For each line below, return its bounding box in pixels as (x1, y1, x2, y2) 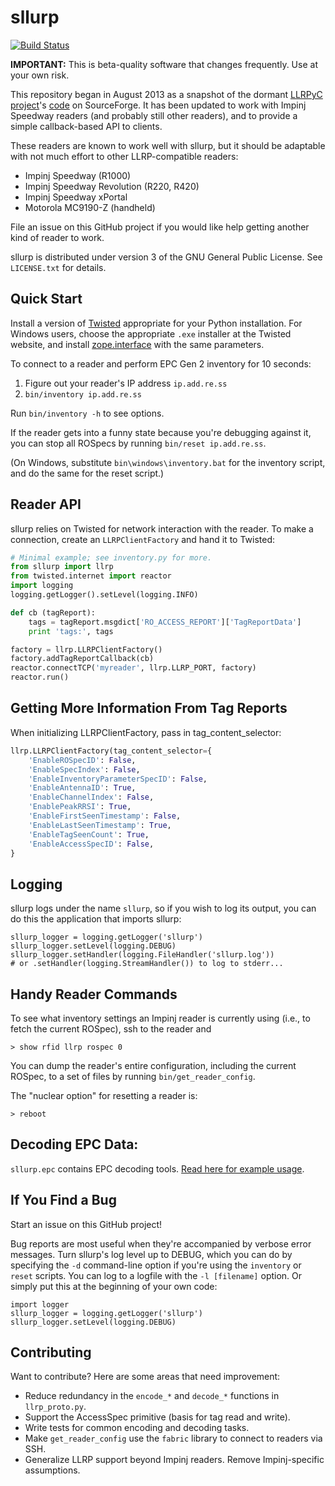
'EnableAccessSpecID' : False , (28, 839, 155, 849)
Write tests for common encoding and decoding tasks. (24, 1422, 250, 1434)
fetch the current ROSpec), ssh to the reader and (10, 1023, 212, 1035)
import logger (10, 1299, 70, 1310)
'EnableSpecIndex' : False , (28, 764, 141, 775)
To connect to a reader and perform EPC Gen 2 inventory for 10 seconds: (10, 357, 312, 370)
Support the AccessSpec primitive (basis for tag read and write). (24, 1411, 291, 1423)
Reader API (10, 496, 82, 513)
